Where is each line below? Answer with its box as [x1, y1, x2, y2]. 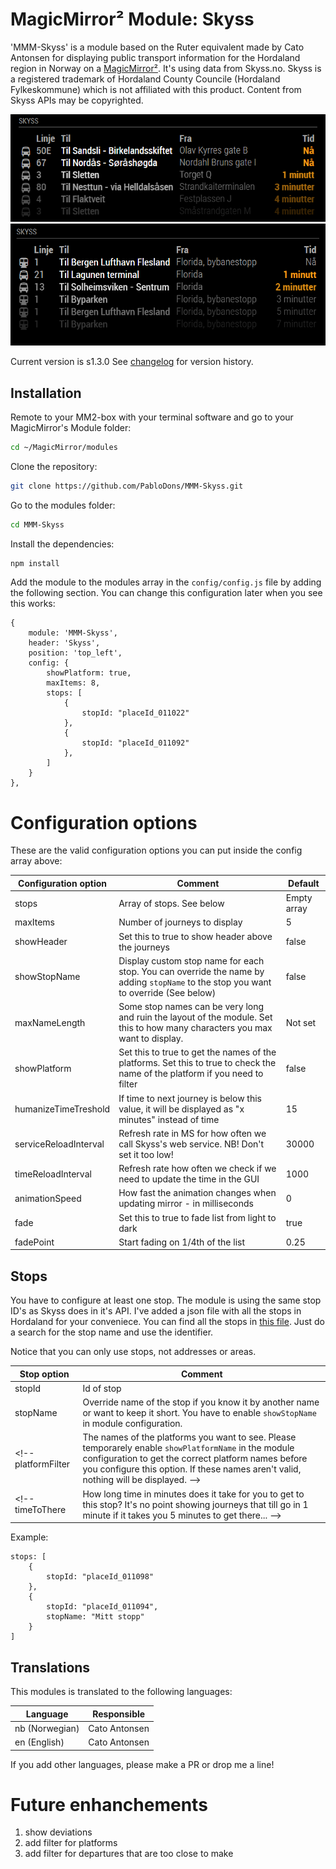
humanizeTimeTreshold [14, 1103, 111, 1115]
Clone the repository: [10, 460, 98, 472]
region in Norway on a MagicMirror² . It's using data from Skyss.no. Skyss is [10, 62, 322, 74]
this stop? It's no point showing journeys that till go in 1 [82, 1498, 309, 1510]
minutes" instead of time [118, 1113, 220, 1125]
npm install [10, 558, 60, 568]
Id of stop [82, 1382, 122, 1394]
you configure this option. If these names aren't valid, [82, 1463, 302, 1475]
